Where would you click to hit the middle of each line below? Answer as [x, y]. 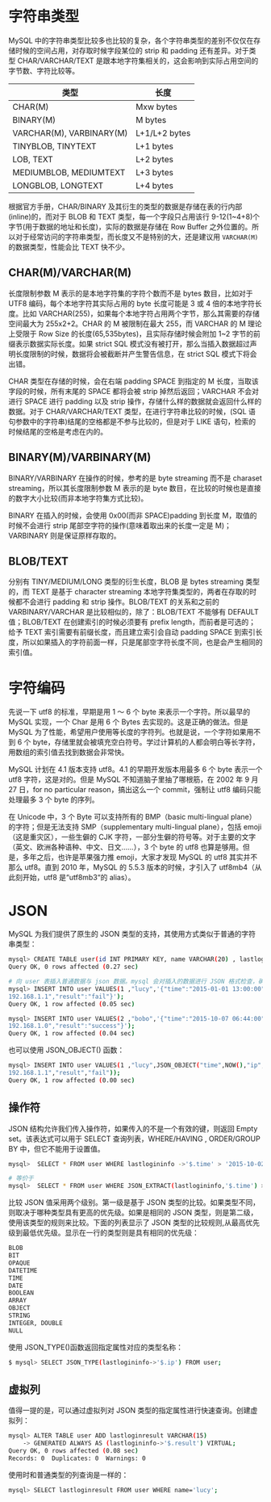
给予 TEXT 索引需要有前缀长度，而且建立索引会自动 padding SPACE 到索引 [132, 632]
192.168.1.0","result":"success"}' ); [72, 1026]
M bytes [151, 120]
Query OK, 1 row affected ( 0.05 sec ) [72, 1004]
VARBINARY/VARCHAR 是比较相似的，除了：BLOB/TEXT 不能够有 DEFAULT [134, 612]
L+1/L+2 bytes [163, 132]
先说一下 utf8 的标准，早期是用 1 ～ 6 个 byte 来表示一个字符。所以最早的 [129, 712]
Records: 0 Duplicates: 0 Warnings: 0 [77, 1458]
